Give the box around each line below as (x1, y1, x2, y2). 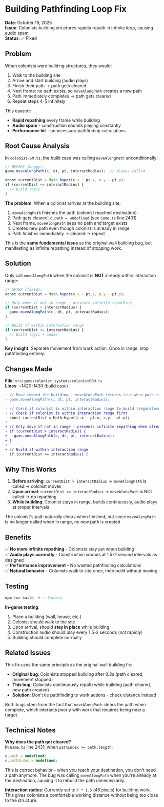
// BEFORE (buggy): (5, 164, 45, 169)
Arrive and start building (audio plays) (12, 77, 88, 83)
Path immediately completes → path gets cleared (12, 93, 111, 99)
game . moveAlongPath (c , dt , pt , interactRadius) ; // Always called (5, 169, 145, 174)
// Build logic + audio (9, 332, 58, 337)
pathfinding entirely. (5, 351, 45, 356)
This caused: (5, 108, 31, 114)
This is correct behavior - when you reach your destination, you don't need (5, 767, 156, 773)
